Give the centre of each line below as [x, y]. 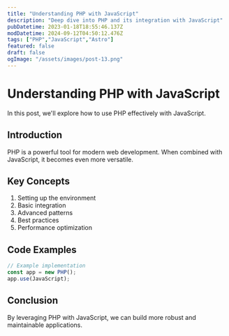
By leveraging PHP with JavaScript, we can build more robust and [102, 317]
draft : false [26, 53]
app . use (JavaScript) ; [39, 279]
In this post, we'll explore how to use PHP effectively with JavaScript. [106, 113]
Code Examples [42, 250]
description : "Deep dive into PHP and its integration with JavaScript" [115, 20]
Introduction [35, 135]
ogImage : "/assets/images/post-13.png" [65, 59]
